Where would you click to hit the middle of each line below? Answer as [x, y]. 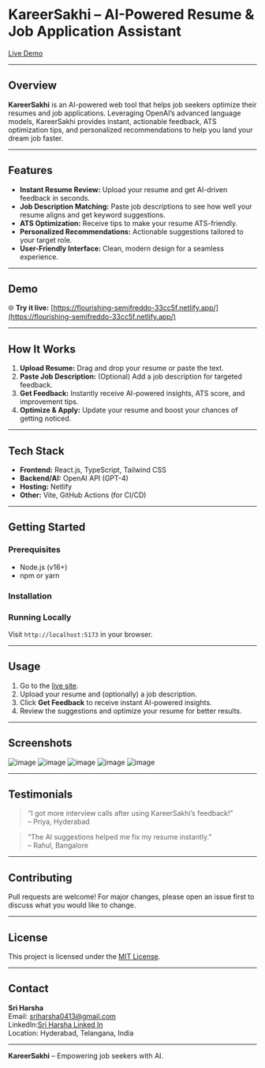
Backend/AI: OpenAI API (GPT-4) [74, 478]
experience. [39, 257]
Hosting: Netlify [46, 487]
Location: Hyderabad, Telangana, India [71, 1032]
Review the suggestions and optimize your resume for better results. [131, 711]
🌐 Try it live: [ [31, 308]
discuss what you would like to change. [72, 905]
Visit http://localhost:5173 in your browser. [80, 634]
